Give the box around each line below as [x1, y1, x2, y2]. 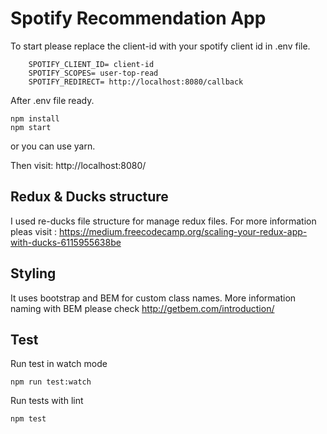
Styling [10, 265, 57, 282]
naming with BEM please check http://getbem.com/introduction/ [10, 302, 275, 314]
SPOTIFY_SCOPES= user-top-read [28, 68, 159, 78]
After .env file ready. [10, 94, 95, 106]
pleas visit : [10, 225, 58, 237]
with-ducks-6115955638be [10, 236, 122, 248]
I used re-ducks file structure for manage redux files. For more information [10, 215, 317, 227]
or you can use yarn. [10, 140, 96, 152]
